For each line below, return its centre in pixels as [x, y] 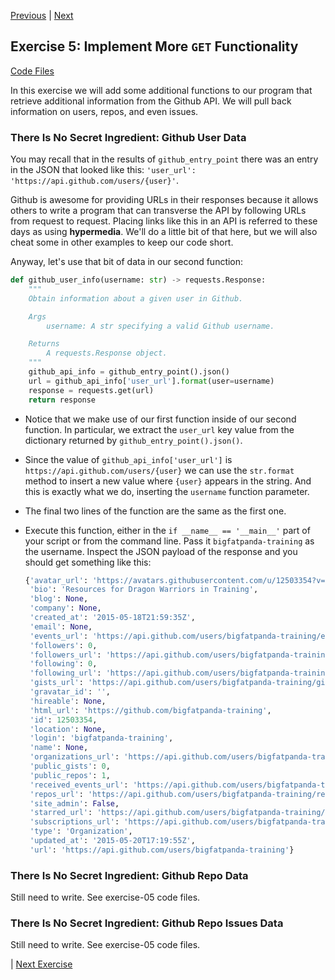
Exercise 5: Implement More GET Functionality [154, 46]
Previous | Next [42, 15]
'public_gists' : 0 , [70, 766]
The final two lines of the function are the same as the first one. [155, 511]
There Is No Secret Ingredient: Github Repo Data [129, 875]
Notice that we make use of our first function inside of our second [160, 419]
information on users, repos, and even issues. [104, 111]
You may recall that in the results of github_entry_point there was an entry [164, 159]
